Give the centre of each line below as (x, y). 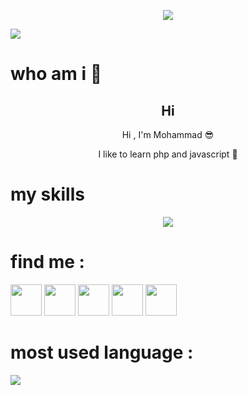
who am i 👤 (56, 74)
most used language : (102, 352)
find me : (47, 262)
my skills (47, 194)
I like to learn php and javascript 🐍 (168, 154)
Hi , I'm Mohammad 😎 (168, 134)
